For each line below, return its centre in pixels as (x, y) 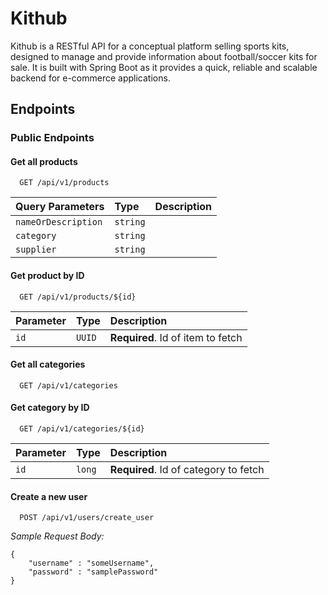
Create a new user (49, 496)
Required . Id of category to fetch (187, 470)
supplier (36, 250)
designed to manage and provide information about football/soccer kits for (164, 56)
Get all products (44, 161)
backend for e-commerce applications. (90, 78)
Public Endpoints (52, 138)
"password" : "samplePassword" (93, 572)
